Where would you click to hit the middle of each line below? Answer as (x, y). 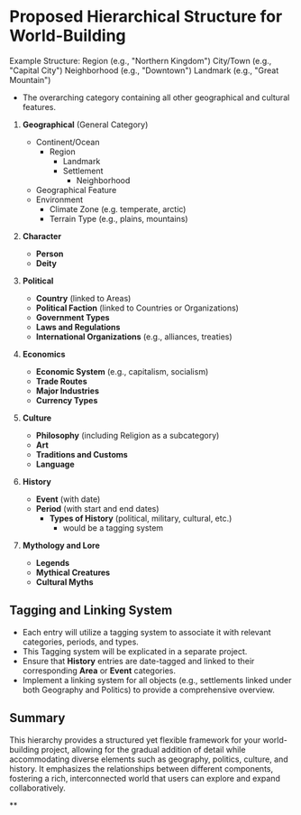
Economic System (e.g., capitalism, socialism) (122, 371)
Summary (37, 718)
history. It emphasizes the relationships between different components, (141, 768)
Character (41, 236)
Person (50, 254)
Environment (59, 199)
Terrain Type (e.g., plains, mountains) (119, 218)
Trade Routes (61, 381)
